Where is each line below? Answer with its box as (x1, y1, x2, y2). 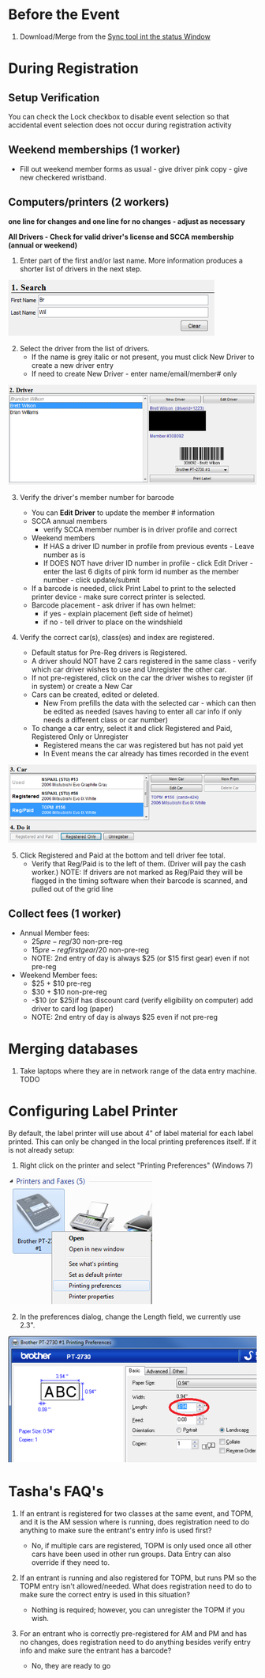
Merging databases (8, 1040, 139, 1058)
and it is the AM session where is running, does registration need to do (19, 1517, 250, 1526)
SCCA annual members (31, 517, 108, 525)
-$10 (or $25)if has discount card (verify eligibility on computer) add (31, 995, 254, 1005)
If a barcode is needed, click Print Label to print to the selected (31, 584, 237, 593)
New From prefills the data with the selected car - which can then (43, 699, 256, 707)
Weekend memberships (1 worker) (8, 143, 181, 157)
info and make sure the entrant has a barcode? (19, 1646, 172, 1655)
